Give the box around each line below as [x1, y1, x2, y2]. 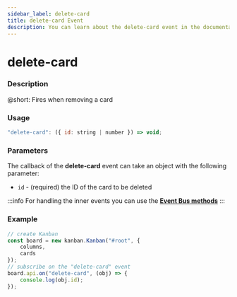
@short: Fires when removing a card [7, 95, 113, 103]
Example [7, 214, 38, 224]
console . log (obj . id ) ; [20, 276, 83, 284]
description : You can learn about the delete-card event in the [7, 23, 200, 30]
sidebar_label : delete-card [7, 10, 90, 18]
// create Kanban [7, 231, 59, 238]
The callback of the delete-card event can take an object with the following [7, 162, 227, 170]
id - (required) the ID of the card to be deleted [17, 183, 152, 192]
